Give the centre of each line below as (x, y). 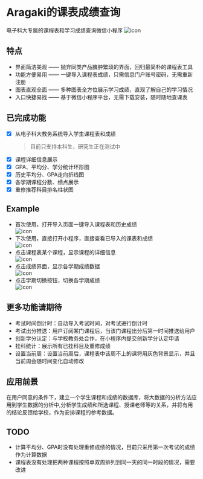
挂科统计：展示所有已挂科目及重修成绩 (63, 346)
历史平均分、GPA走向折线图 (50, 174)
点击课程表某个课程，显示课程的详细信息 (65, 252)
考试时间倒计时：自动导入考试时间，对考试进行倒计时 (81, 323)
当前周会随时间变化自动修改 (50, 361)
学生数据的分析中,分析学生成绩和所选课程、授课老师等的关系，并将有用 (105, 405)
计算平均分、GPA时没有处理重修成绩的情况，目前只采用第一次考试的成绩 (105, 447)
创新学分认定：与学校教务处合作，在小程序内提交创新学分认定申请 (97, 338)
